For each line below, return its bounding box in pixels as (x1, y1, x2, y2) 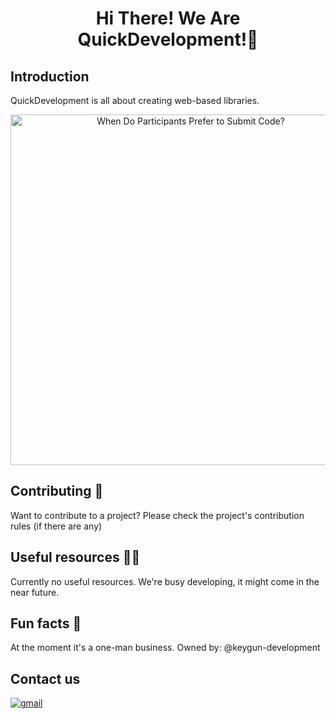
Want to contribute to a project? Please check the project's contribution (10, 509, 305, 521)
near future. (10, 586, 60, 598)
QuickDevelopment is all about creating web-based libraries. (10, 95, 260, 106)
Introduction (10, 68, 90, 85)
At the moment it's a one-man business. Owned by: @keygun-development (10, 642, 321, 654)
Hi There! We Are (95, 7, 241, 30)
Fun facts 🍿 (10, 615, 82, 632)
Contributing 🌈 (10, 483, 104, 500)
